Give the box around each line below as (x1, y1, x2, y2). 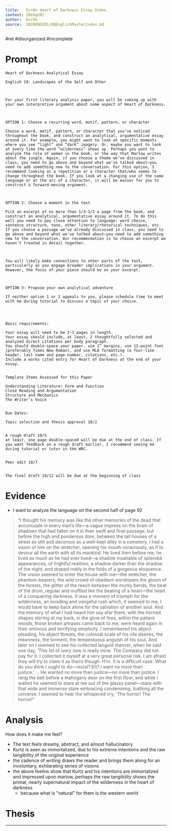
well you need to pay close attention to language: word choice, (5, 218, 147, 223)
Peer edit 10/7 (5, 460, 38, 465)
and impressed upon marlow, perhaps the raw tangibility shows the (12, 774, 155, 780)
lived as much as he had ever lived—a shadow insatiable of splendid (17, 555, 162, 562)
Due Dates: (5, 411, 29, 416)
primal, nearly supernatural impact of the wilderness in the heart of (12, 779, 155, 785)
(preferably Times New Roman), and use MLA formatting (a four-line (5, 348, 155, 353)
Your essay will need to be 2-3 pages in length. (5, 330, 114, 335)
